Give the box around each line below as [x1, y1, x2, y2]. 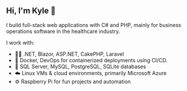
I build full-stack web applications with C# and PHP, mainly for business [6, 21, 182, 28]
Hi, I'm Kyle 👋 [6, 6, 56, 16]
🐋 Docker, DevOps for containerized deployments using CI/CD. [14, 56, 167, 63]
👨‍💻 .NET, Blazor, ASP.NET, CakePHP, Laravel [14, 50, 124, 58]
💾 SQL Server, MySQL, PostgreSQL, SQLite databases [14, 63, 146, 70]
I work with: [6, 39, 35, 46]
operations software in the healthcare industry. [6, 28, 120, 35]
